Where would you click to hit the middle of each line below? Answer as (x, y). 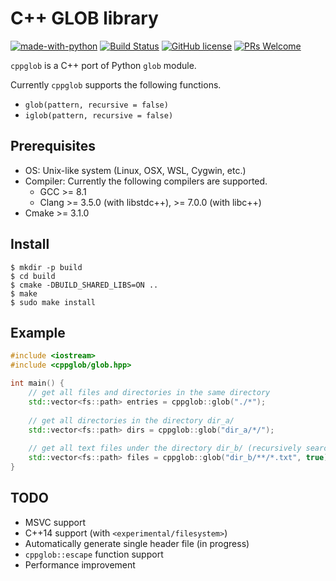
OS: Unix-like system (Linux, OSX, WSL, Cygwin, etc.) (135, 170)
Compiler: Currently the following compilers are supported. (146, 181)
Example (38, 332)
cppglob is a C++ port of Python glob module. (103, 65)
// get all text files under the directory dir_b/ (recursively (165, 448)
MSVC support (55, 522)
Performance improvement (80, 564)
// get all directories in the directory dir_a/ (131, 420)
